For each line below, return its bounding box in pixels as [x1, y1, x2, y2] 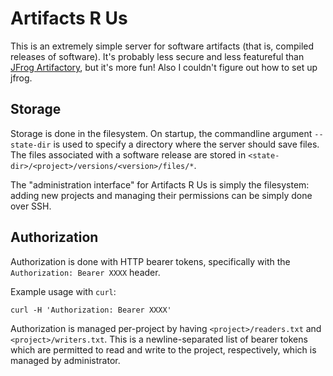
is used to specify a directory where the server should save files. [53, 138, 320, 150]
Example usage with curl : [10, 285, 117, 297]
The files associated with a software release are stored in [10, 148, 247, 161]
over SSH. [10, 200, 52, 212]
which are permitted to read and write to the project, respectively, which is [10, 343, 317, 356]
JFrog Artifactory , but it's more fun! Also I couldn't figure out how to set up [10, 61, 318, 73]
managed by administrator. [10, 354, 121, 366]
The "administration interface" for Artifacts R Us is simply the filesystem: [10, 178, 310, 191]
